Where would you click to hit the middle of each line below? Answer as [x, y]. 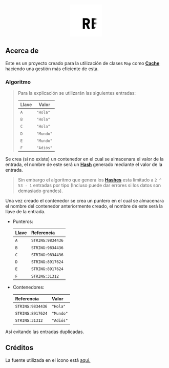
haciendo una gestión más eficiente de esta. [52, 69]
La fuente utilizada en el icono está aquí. [48, 360]
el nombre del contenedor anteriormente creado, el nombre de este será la [84, 206]
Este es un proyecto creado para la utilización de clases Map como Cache [82, 63]
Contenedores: [28, 287]
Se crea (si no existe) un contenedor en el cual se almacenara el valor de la [84, 159]
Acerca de [22, 51]
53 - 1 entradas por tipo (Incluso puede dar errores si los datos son [89, 185]
